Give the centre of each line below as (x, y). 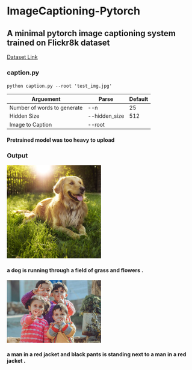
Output (17, 156)
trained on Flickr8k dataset (58, 42)
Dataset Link (22, 57)
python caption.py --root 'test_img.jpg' (60, 86)
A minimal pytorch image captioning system (91, 33)
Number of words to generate (46, 108)
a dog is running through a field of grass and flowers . (75, 270)
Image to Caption (31, 124)
